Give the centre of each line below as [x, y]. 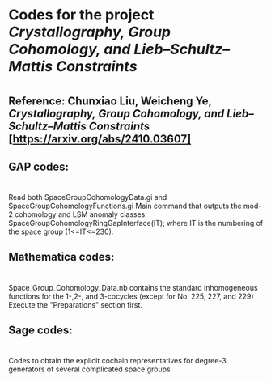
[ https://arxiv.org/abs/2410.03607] [100, 139]
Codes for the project [81, 15]
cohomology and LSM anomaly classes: [81, 214]
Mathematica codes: [61, 257]
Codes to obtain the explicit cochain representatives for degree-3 [117, 361]
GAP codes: [39, 166]
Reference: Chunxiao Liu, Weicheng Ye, [110, 102]
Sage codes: [40, 330]
